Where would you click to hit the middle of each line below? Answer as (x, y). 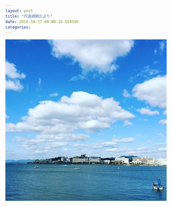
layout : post (19, 11)
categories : (18, 27)
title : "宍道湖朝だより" (29, 16)
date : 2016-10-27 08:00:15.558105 (42, 22)
